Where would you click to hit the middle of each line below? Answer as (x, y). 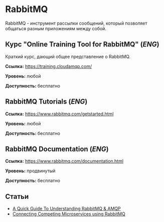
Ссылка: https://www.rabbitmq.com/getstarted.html (59, 114)
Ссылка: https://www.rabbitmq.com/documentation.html (64, 161)
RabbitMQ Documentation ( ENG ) (57, 149)
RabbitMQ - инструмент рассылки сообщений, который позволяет (76, 23)
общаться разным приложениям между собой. (56, 28)
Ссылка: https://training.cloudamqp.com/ (49, 66)
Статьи (17, 197)
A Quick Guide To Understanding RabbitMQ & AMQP (67, 209)
